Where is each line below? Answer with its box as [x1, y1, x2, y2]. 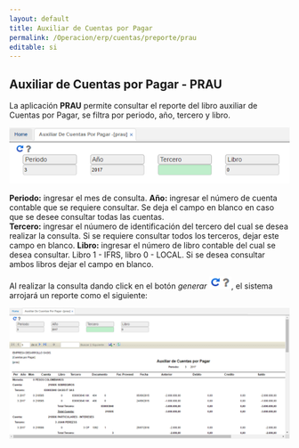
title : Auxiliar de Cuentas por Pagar [9, 23, 153, 33]
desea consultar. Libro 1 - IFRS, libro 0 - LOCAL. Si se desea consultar [9, 249, 265, 260]
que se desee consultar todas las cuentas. [9, 212, 165, 223]
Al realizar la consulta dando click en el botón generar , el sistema [9, 281, 273, 291]
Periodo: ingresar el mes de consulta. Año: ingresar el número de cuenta [9, 192, 278, 204]
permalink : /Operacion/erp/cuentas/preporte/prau [9, 33, 198, 42]
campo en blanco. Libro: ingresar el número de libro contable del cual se [9, 240, 276, 251]
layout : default [9, 14, 69, 23]
